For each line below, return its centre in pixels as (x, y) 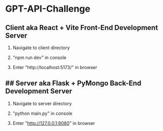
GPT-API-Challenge (48, 9)
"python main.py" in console (43, 113)
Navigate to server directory (42, 103)
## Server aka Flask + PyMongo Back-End (73, 84)
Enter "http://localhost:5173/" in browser (55, 67)
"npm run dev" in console (39, 57)
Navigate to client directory (41, 48)
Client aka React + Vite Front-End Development (82, 28)
